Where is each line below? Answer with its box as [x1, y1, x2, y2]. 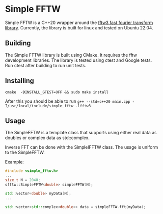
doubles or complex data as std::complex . [5, 135, 90, 141]
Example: [5, 159, 24, 165]
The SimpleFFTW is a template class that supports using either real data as [5, 130, 157, 136]
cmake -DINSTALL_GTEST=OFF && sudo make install [5, 90, 109, 95]
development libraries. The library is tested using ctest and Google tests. [5, 57, 152, 63]
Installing [5, 77, 34, 85]
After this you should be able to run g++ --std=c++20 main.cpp [5, 98, 131, 104]
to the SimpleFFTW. [5, 149, 45, 155]
